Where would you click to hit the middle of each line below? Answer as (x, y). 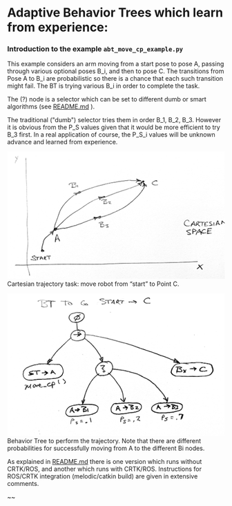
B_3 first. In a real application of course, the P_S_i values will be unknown (111, 135)
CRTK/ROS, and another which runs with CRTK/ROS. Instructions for (105, 469)
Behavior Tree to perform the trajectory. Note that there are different (104, 440)
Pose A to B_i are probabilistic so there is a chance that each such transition (115, 79)
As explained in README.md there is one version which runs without (105, 461)
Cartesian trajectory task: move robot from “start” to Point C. (93, 284)
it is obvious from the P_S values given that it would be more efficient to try (114, 127)
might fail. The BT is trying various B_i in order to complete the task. (104, 86)
